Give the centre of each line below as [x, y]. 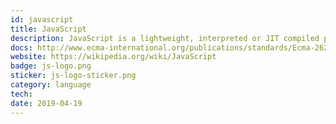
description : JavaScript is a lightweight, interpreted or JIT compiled [165, 38]
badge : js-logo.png [51, 66]
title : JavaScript [48, 29]
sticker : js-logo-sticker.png [73, 76]
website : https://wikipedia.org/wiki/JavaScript [113, 57]
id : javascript [42, 19]
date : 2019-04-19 [46, 103]
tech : [21, 94]
